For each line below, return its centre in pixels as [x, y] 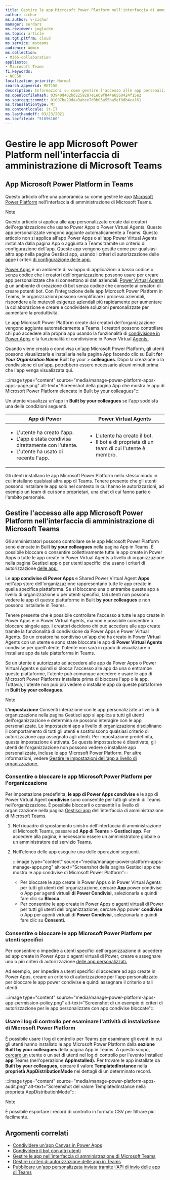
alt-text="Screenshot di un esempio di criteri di [114, 1003]
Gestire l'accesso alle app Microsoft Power [74, 513]
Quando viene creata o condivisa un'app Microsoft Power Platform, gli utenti [85, 349]
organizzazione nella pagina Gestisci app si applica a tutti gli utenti [75, 715]
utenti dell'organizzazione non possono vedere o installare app [71, 747]
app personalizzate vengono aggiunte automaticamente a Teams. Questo [81, 233]
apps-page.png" [23, 385]
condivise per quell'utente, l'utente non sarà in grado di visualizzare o [78, 647]
